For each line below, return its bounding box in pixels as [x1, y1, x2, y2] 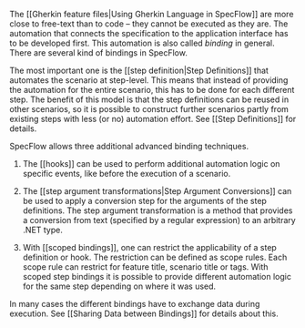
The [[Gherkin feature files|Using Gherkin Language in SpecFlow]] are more [9, 9, 294, 19]
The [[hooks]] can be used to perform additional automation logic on [22, 159, 280, 169]
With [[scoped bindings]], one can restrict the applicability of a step [22, 242, 278, 252]
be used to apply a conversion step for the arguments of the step [22, 196, 267, 206]
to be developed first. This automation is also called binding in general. [9, 37, 275, 48]
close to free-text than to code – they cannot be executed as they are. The [9, 18, 289, 29]
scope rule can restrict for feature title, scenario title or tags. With [22, 261, 269, 272]
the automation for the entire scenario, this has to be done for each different [9, 85, 295, 95]
